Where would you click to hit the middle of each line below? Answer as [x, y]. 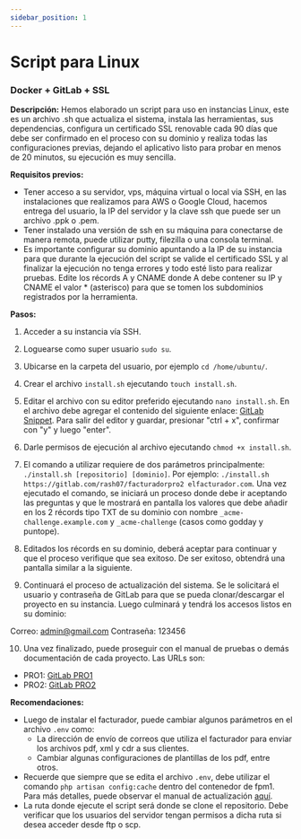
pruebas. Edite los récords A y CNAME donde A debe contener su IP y [153, 278]
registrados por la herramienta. [80, 297]
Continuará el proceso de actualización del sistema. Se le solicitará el [151, 585]
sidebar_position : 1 [49, 17]
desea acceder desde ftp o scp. [82, 825]
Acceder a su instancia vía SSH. [82, 332]
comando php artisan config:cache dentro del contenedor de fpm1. [149, 787]
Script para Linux [75, 61]
